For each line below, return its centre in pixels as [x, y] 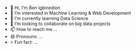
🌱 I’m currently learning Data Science [49, 18]
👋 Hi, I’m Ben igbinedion [35, 8]
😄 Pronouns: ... [26, 36]
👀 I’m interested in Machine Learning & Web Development [71, 13]
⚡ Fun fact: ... [24, 42]
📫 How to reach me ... [34, 29]
